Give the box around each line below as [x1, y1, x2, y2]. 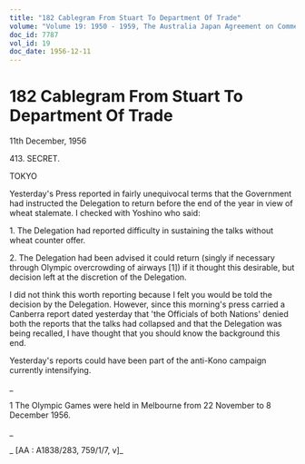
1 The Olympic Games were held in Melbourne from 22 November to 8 [9, 400, 271, 411]
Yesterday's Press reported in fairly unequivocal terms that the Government [9, 188, 292, 200]
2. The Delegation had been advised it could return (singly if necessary [9, 252, 275, 263]
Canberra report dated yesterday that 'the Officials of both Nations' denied [9, 309, 289, 320]
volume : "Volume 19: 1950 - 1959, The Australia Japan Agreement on [9, 22, 274, 31]
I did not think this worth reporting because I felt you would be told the [9, 290, 273, 301]
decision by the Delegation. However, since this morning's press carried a [9, 299, 286, 310]
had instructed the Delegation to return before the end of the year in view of [9, 198, 293, 209]
